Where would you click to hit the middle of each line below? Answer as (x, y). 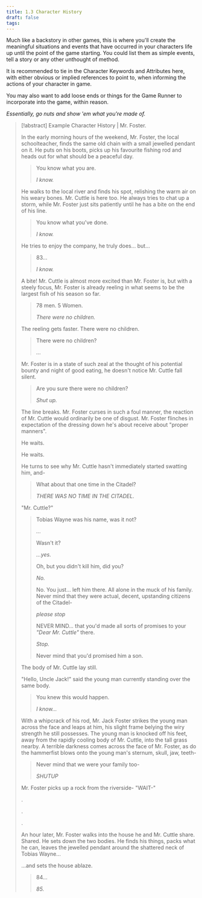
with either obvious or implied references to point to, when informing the (96, 78)
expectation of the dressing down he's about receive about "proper (105, 425)
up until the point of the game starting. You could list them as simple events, (100, 53)
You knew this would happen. (73, 698)
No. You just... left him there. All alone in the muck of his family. (114, 590)
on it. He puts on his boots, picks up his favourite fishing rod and (101, 150)
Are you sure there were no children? (82, 389)
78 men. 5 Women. (59, 306)
